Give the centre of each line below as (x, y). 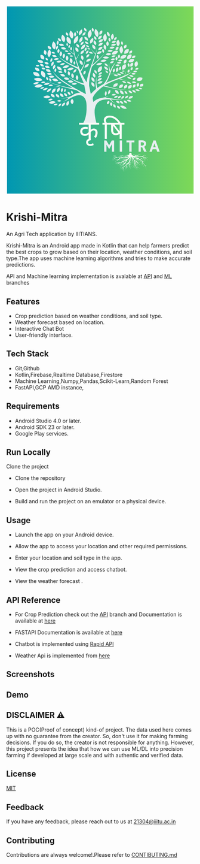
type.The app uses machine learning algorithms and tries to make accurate (99, 258)
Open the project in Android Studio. (59, 490)
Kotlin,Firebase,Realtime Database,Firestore (69, 374)
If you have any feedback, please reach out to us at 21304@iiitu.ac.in (91, 821)
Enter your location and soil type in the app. (68, 558)
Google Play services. (41, 433)
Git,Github (27, 368)
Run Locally (28, 452)
